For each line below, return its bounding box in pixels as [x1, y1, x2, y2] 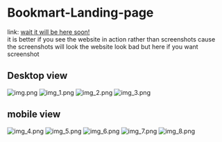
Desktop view [7, 70, 68, 82]
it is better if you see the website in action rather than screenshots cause [7, 35, 216, 43]
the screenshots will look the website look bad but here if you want [7, 42, 199, 51]
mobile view [7, 109, 61, 121]
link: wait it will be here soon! [7, 28, 90, 36]
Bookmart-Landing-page [7, 5, 154, 21]
